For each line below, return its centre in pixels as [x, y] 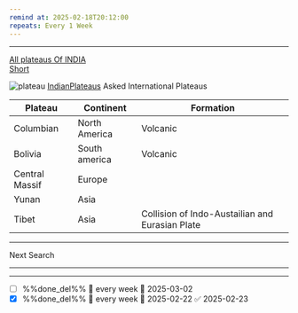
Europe [93, 179]
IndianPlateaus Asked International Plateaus [127, 86]
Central [29, 174]
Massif [28, 184]
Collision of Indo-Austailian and [207, 214]
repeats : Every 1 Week [51, 26]
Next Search [32, 254]
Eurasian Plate [171, 224]
